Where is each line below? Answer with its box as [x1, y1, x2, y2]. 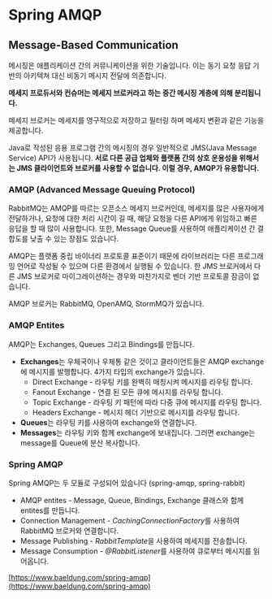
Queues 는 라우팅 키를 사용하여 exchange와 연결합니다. [19, 417, 197, 428]
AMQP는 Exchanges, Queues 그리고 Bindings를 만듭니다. [8, 339, 195, 349]
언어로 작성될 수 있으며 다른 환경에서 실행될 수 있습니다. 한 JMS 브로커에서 [16, 262, 253, 271]
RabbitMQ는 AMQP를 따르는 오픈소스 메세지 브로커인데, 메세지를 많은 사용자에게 [8, 203, 265, 213]
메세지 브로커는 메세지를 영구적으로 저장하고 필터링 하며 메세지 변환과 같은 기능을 [8, 115, 265, 125]
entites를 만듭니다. [19, 506, 80, 515]
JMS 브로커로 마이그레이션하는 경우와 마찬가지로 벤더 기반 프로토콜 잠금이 [16, 271, 252, 281]
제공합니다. [8, 126, 44, 135]
